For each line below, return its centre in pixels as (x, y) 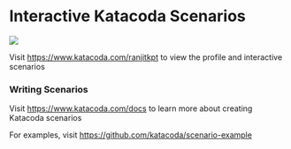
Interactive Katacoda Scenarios (127, 16)
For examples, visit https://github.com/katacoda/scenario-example (130, 135)
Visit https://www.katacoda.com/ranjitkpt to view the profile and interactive (146, 57)
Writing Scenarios (49, 89)
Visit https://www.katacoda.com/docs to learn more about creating (131, 108)
